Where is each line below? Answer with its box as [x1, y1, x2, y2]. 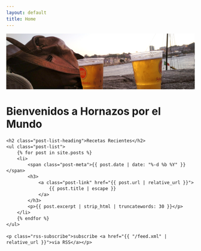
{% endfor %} [17, 216, 50, 222]
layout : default [6, 10, 47, 16]
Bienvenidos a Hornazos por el [6, 105, 162, 118]
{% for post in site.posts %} [17, 150, 93, 156]
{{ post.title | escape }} [48, 186, 117, 192]
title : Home [6, 16, 36, 22]
